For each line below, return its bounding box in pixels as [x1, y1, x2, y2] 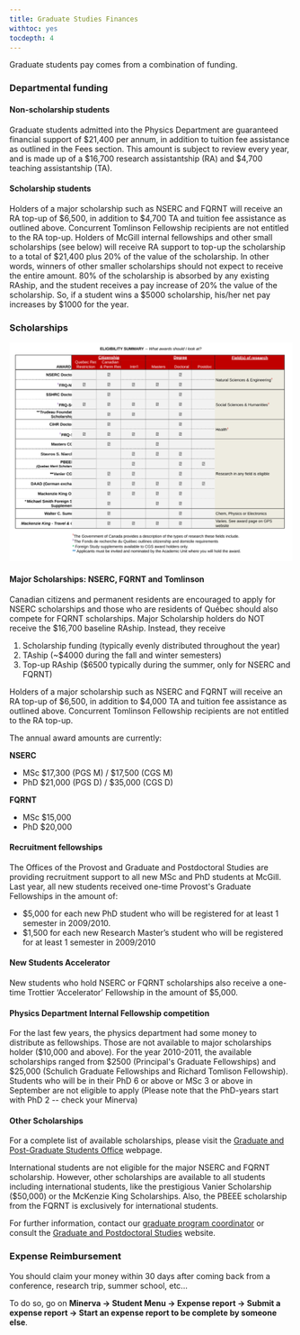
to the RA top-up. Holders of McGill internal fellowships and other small [9, 232, 273, 242]
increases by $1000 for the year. [9, 298, 129, 310]
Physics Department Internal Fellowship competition [9, 1007, 210, 1018]
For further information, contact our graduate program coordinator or [9, 1218, 265, 1229]
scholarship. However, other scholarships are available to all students [9, 1172, 266, 1183]
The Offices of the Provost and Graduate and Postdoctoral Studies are [9, 861, 269, 873]
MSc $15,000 [22, 812, 72, 822]
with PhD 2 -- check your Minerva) [9, 1094, 138, 1105]
